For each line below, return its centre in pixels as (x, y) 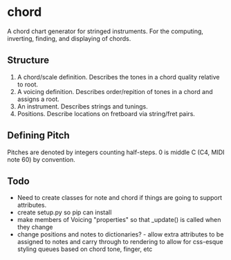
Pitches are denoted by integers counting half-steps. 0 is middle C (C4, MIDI (116, 152)
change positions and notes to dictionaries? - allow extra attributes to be (120, 234)
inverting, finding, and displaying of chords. (69, 38)
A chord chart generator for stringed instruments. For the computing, (105, 31)
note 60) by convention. (41, 159)
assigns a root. (38, 99)
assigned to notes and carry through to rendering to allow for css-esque (120, 242)
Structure (28, 61)
